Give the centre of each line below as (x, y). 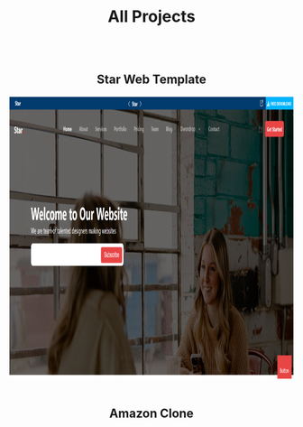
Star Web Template (151, 80)
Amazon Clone (151, 414)
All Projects (151, 17)
